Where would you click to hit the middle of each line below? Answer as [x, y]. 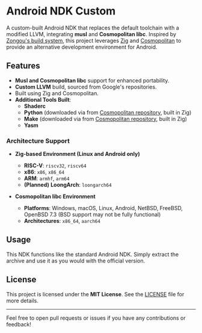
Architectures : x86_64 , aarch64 [62, 221]
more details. [23, 300]
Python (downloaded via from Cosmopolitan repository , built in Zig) [108, 112]
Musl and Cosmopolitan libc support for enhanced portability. [92, 80]
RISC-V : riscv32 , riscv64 [55, 166]
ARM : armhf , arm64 [47, 178]
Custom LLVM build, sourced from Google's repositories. [86, 87]
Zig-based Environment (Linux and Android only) [77, 154]
